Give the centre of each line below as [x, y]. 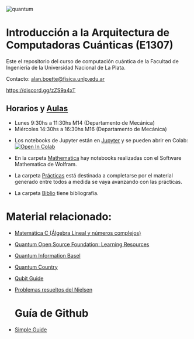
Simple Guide [31, 329]
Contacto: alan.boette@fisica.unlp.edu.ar [56, 78]
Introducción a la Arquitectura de [88, 33]
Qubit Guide [29, 278]
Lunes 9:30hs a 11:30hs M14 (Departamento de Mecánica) [84, 122]
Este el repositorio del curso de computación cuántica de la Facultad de [93, 61]
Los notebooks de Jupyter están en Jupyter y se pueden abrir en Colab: [101, 140]
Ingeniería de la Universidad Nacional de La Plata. [66, 67]
